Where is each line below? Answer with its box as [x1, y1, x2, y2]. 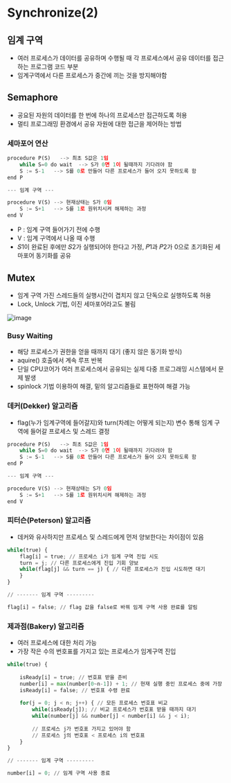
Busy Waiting [7, 331, 53, 340]
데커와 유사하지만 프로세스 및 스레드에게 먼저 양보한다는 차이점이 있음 [17, 532, 204, 541]
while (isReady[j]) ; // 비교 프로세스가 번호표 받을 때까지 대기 [32, 706, 196, 713]
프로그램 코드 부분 [30, 62, 79, 71]
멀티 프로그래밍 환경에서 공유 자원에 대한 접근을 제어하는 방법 [17, 119, 182, 127]
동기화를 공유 [35, 252, 71, 260]
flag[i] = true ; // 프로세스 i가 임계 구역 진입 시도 [19, 553, 159, 560]
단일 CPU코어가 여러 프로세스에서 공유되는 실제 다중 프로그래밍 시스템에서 [17, 365, 217, 373]
